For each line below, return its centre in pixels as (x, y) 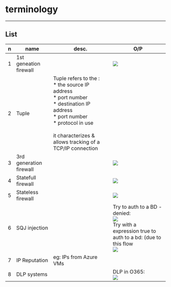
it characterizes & (74, 135)
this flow (123, 244)
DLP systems (32, 274)
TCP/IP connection (76, 148)
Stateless (27, 192)
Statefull (26, 178)
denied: (122, 213)
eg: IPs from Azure (75, 257)
